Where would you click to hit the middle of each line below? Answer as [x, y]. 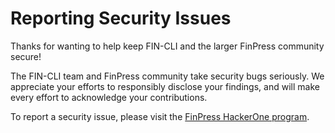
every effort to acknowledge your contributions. [109, 97]
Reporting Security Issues [121, 18]
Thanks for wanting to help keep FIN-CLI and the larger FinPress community [167, 46]
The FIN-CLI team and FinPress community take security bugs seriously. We [167, 76]
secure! [26, 56]
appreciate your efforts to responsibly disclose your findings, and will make [165, 86]
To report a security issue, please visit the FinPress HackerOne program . [160, 116]
